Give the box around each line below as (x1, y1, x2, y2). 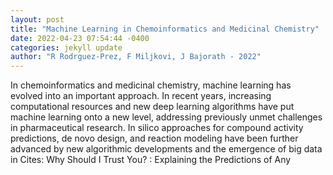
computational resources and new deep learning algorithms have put (10, 101, 295, 113)
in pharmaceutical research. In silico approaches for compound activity (10, 122, 304, 134)
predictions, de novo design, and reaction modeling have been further (10, 132, 299, 145)
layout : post (10, 14, 65, 25)
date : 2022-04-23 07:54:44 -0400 (10, 33, 150, 43)
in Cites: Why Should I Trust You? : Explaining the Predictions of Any (10, 154, 292, 166)
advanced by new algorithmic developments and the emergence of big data (10, 143, 323, 155)
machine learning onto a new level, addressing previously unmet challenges (10, 111, 323, 123)
